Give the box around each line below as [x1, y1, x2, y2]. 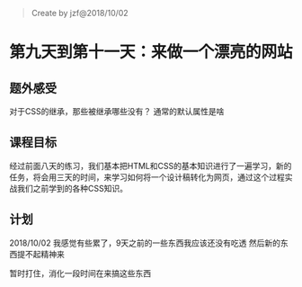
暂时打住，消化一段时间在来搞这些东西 [9, 267, 151, 278]
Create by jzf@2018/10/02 [31, 8, 129, 18]
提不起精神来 [16, 248, 65, 259]
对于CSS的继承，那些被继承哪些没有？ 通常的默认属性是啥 [9, 106, 225, 116]
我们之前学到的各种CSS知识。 [16, 183, 129, 193]
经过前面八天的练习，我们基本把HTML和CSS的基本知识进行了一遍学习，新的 [9, 160, 292, 171]
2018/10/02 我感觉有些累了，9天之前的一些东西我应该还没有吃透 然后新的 [9, 238, 281, 248]
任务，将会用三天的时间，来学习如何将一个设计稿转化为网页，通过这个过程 [9, 171, 285, 183]
